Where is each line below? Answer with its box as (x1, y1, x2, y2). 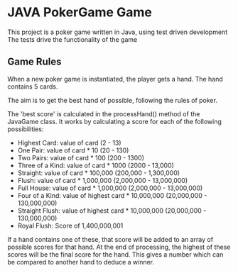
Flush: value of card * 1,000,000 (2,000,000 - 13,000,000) (17, 176, 188, 184)
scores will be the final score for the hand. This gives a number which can (7, 250, 224, 259)
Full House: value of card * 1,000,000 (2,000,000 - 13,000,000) (17, 184, 203, 192)
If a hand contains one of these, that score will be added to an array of (7, 235, 214, 243)
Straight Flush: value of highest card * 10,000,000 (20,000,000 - (17, 206, 207, 215)
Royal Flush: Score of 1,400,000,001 (17, 221, 124, 230)
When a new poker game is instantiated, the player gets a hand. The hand (7, 74, 224, 83)
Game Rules (7, 56, 62, 68)
